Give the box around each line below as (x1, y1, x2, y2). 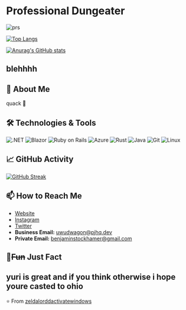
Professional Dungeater (6, 4, 125, 18)
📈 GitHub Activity (6, 154, 74, 164)
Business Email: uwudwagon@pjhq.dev (14, 228, 112, 235)
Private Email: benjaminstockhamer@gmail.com (14, 235, 132, 242)
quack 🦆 (6, 100, 27, 107)
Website (14, 209, 35, 217)
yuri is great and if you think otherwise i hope (6, 272, 176, 282)
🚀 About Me (6, 84, 50, 94)
